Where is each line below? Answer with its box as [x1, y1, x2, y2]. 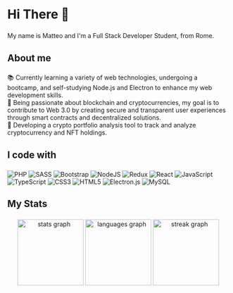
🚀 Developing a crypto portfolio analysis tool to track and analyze [7, 121, 196, 130]
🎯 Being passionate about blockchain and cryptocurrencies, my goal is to [7, 99, 220, 107]
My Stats [7, 198, 48, 210]
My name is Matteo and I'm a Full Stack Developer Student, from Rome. [7, 32, 215, 40]
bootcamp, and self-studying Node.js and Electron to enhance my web [7, 84, 213, 92]
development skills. [7, 91, 63, 99]
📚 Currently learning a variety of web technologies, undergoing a [7, 73, 199, 82]
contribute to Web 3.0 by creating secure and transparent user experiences [7, 106, 227, 115]
